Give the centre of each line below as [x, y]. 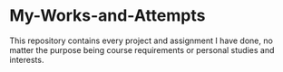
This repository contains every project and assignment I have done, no [141, 40]
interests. [27, 59]
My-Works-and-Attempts [107, 16]
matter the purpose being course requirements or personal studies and [142, 49]
